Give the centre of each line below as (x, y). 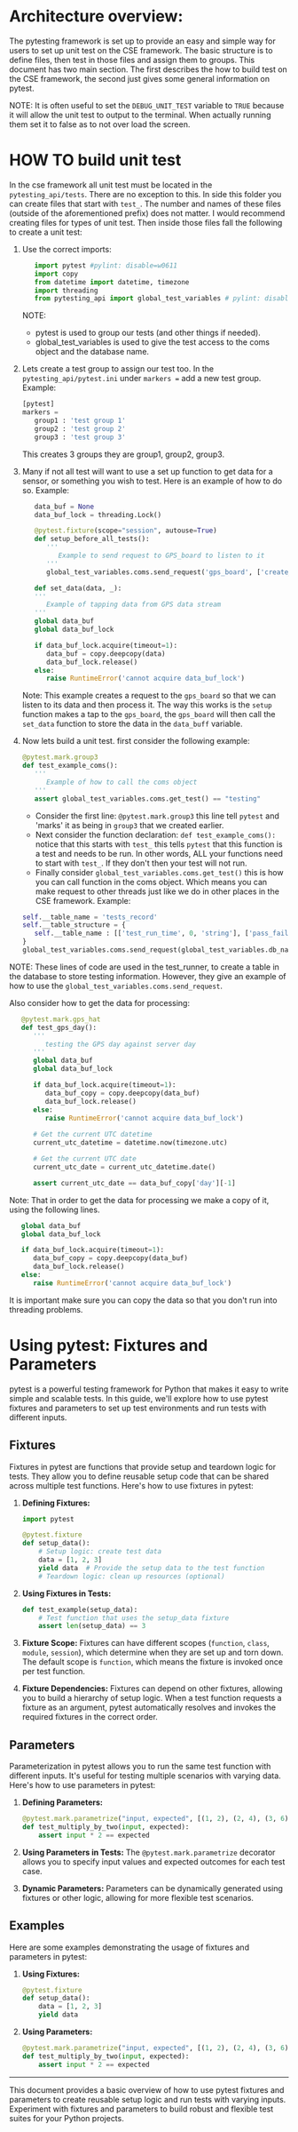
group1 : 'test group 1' (80, 420)
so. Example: (45, 490)
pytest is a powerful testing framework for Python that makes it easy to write (149, 1389)
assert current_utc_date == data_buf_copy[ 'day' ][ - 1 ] (134, 1183)
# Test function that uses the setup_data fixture (134, 1618)
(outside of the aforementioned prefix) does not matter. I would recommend (147, 213)
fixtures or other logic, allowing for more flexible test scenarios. (138, 1897)
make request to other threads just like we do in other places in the (157, 891)
